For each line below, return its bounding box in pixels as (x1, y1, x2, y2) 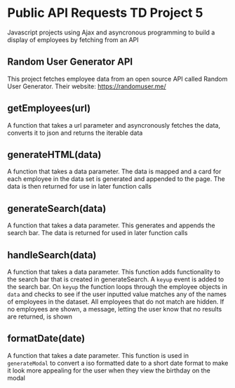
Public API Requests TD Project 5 (7, 5, 203, 21)
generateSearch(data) (7, 202, 107, 215)
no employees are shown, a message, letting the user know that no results (7, 305, 222, 313)
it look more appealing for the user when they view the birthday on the (7, 366, 210, 375)
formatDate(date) (7, 333, 86, 344)
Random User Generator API (7, 56, 133, 68)
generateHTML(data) (7, 149, 102, 161)
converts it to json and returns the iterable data (7, 128, 143, 137)
